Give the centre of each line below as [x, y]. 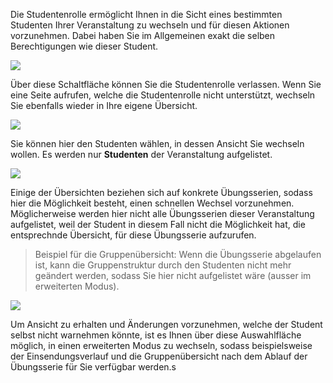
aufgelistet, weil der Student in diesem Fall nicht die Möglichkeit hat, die [158, 224]
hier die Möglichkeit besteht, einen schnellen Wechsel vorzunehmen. [152, 203]
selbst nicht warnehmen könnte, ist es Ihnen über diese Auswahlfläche [156, 335]
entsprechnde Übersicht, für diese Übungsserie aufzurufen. [133, 235]
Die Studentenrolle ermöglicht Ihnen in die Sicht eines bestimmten [146, 14]
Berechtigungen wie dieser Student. [84, 46]
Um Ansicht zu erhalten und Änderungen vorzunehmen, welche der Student [166, 324]
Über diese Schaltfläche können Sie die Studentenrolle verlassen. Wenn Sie [166, 84]
